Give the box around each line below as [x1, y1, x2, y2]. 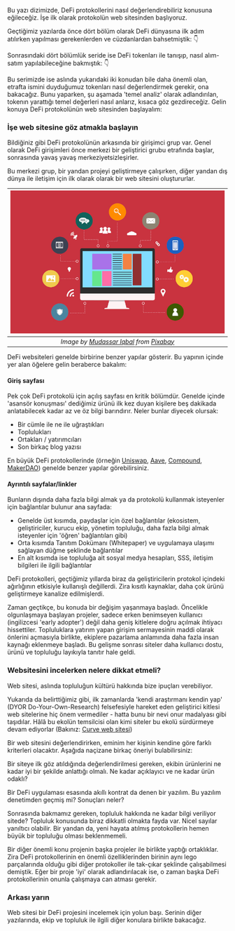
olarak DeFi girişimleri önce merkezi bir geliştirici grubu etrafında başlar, [7, 146, 215, 154]
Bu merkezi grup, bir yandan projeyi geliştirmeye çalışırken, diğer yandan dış [7, 167, 228, 175]
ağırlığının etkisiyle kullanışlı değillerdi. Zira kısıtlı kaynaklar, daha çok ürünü [7, 582, 224, 591]
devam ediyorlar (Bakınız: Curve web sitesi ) [7, 725, 133, 733]
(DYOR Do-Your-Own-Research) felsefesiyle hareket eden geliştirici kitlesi [7, 702, 220, 711]
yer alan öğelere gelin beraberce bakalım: [7, 361, 127, 368]
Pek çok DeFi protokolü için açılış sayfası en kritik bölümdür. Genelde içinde [7, 392, 225, 401]
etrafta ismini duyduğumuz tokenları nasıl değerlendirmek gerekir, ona [7, 83, 209, 91]
